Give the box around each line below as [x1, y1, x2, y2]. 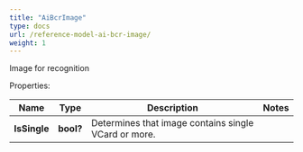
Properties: [9, 80, 51, 91]
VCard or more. [91, 128, 156, 140]
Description [147, 102, 198, 114]
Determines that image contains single [91, 117, 254, 130]
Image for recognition [9, 63, 90, 74]
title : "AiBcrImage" [9, 13, 87, 22]
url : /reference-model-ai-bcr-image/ [9, 30, 151, 39]
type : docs [9, 22, 50, 31]
